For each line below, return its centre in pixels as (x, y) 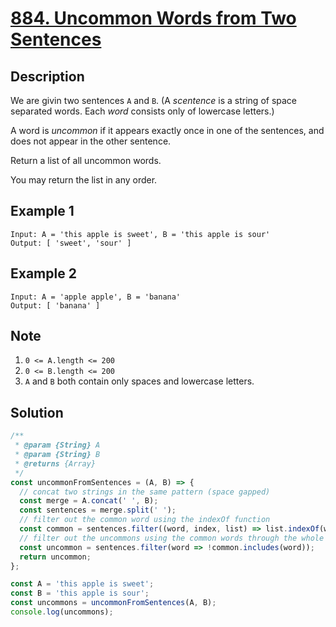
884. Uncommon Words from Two (153, 18)
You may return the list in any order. (84, 180)
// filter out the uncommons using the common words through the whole (172, 538)
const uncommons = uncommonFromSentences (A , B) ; (113, 603)
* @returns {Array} (55, 463)
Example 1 (42, 211)
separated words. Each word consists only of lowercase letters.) (142, 111)
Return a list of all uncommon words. (86, 160)
